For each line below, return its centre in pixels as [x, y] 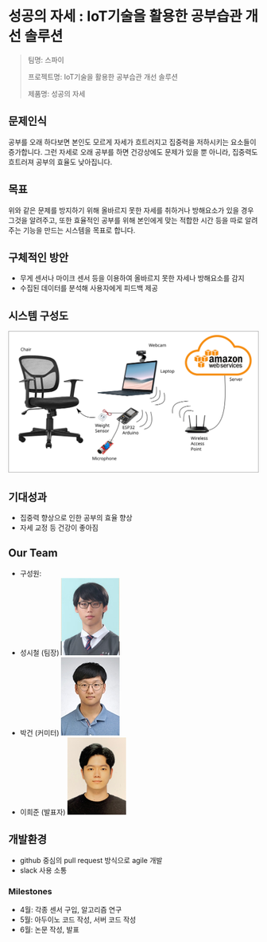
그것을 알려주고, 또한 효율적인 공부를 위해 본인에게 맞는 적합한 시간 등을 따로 [126, 220]
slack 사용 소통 [43, 870]
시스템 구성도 [39, 316]
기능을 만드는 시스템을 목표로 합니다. [79, 230]
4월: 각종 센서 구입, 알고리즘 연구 [71, 909]
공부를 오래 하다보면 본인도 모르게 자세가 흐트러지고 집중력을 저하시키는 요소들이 [132, 142]
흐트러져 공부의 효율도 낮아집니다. [60, 162]
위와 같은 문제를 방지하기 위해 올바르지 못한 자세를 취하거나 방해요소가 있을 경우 [131, 210]
